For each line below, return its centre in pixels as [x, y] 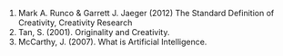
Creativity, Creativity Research [75, 23]
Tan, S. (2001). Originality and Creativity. [94, 32]
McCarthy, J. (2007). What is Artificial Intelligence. [112, 42]
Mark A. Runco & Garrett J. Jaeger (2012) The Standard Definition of [146, 13]
